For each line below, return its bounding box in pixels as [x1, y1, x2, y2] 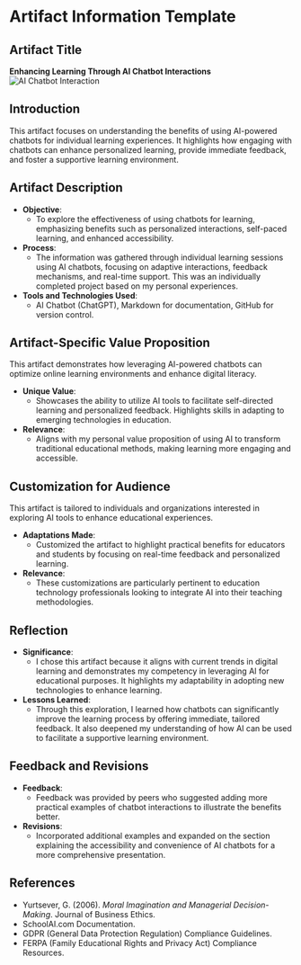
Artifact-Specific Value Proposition [9, 335, 211, 351]
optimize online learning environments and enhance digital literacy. [9, 369, 258, 380]
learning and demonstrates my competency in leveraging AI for [35, 666, 270, 676]
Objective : [22, 204, 63, 215]
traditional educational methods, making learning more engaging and [35, 443, 292, 454]
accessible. [35, 452, 78, 464]
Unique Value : [22, 386, 76, 397]
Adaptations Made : [22, 530, 96, 541]
